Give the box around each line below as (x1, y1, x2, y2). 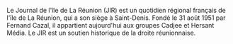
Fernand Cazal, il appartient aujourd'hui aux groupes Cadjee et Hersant (6, 21, 215, 29)
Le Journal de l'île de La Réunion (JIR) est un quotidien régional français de (6, 6, 226, 14)
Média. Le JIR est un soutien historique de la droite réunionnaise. (6, 28, 196, 37)
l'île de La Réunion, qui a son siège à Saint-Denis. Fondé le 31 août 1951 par (6, 13, 226, 22)
